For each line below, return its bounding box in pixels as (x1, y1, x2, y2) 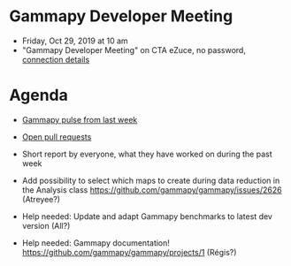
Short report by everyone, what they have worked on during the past (21, 148, 272, 159)
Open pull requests (21, 131, 92, 142)
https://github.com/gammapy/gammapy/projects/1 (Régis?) (21, 247, 237, 257)
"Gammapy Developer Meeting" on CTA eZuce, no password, (21, 44, 246, 55)
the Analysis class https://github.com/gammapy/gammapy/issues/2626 (21, 184, 282, 195)
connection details (21, 54, 90, 65)
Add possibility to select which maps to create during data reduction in (21, 175, 280, 186)
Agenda (9, 86, 68, 105)
